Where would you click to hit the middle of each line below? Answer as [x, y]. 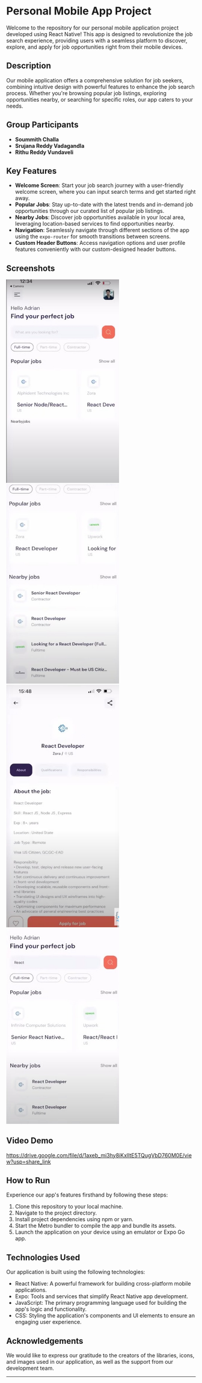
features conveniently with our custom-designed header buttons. [96, 249]
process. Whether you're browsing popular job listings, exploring [87, 93]
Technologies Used [43, 1258]
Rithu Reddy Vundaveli [44, 152]
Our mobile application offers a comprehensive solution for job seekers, [95, 80]
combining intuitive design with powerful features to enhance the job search [101, 87]
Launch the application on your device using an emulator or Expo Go [100, 1232]
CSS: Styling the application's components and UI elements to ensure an [105, 1316]
